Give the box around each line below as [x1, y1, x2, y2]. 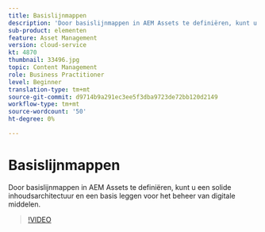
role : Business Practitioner [8, 71, 105, 79]
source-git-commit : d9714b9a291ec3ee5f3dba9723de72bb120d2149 [8, 93, 218, 101]
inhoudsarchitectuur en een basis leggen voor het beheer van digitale [8, 191, 236, 200]
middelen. [8, 199, 41, 209]
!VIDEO [27, 215, 52, 224]
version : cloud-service [8, 41, 87, 49]
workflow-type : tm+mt [8, 100, 80, 108]
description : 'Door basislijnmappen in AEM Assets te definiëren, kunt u [8, 19, 258, 27]
